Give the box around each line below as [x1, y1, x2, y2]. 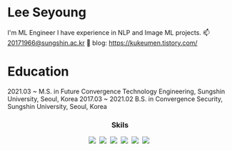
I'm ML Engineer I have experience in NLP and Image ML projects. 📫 [7, 28, 211, 36]
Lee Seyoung [7, 4, 87, 21]
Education [7, 63, 69, 80]
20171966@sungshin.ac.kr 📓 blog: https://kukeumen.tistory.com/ [7, 38, 198, 47]
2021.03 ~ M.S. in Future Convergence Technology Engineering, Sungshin [7, 87, 226, 95]
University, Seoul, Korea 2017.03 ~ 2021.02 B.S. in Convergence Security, [7, 94, 223, 103]
